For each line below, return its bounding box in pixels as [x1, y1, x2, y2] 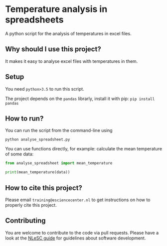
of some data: [5, 151, 34, 157]
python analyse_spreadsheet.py [5, 137, 70, 142]
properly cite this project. [5, 202, 57, 208]
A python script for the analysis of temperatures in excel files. [5, 30, 132, 36]
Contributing [5, 217, 46, 225]
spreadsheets [5, 14, 64, 25]
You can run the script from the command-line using [5, 127, 113, 133]
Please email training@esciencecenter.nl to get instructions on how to [5, 197, 151, 203]
